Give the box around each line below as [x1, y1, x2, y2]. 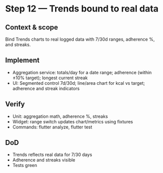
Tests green [12, 162, 38, 168]
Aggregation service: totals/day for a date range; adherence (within [12, 69, 152, 75]
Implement [5, 56, 40, 65]
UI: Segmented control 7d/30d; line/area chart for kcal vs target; [12, 80, 145, 86]
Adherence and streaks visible [12, 157, 76, 163]
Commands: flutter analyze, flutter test [12, 124, 93, 130]
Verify [5, 100, 25, 108]
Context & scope [5, 23, 59, 32]
